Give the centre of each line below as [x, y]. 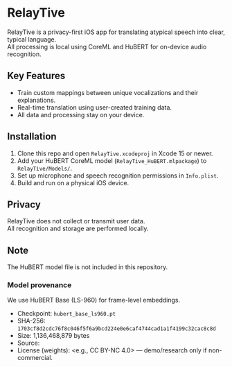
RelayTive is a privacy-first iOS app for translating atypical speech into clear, [116, 32]
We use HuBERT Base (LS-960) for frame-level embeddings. [94, 300]
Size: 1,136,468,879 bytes [53, 336]
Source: [28, 343]
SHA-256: [31, 321]
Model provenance [39, 285]
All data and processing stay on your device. [81, 114]
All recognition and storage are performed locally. [78, 229]
